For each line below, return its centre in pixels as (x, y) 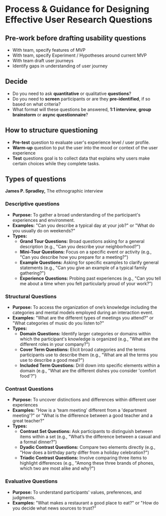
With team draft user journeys (43, 60)
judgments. (24, 497)
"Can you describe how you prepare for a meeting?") (74, 257)
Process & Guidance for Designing (77, 9)
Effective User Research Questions (79, 20)
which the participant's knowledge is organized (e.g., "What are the (89, 339)
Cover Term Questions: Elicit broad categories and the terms (83, 350)
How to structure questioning (52, 130)
